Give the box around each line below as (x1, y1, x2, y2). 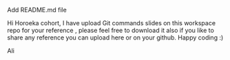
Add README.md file (7, 6, 67, 14)
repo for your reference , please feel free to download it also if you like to (7, 27, 215, 34)
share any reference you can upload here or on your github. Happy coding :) (7, 33, 224, 42)
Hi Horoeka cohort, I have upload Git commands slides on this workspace (7, 19, 216, 27)
